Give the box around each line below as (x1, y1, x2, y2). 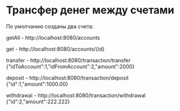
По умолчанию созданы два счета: (6, 23, 94, 30)
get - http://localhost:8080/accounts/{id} (6, 45, 105, 53)
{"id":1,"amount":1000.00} (6, 80, 68, 88)
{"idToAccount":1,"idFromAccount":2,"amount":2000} (6, 63, 135, 70)
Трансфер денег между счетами (6, 4, 175, 17)
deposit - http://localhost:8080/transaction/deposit (6, 74, 129, 81)
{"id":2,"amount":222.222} (6, 98, 70, 105)
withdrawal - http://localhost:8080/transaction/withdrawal (6, 92, 146, 99)
